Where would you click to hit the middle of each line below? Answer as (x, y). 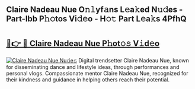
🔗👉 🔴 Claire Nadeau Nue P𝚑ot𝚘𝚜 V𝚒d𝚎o (83, 43)
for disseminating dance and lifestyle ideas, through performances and (93, 67)
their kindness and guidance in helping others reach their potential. (88, 80)
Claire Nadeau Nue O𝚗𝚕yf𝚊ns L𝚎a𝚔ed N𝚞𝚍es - (95, 10)
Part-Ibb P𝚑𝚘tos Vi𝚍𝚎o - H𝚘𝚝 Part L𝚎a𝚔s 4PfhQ (96, 19)
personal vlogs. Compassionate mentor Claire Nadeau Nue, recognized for (97, 73)
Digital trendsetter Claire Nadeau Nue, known (133, 60)
